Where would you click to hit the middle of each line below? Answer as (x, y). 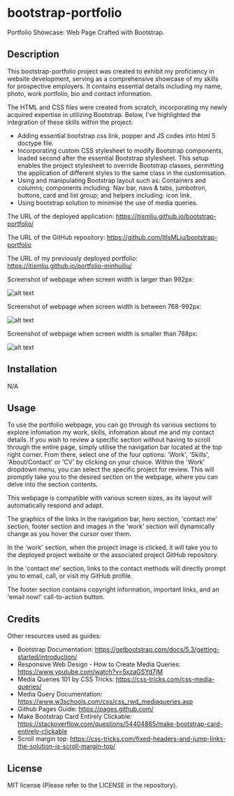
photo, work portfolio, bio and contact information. (80, 93)
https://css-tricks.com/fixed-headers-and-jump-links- (148, 739)
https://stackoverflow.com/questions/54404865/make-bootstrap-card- (120, 724)
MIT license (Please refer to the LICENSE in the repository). (93, 785)
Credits (24, 619)
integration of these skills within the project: (70, 122)
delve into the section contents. (52, 484)
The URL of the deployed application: (61, 216)
